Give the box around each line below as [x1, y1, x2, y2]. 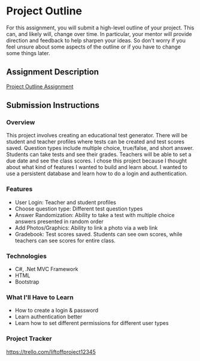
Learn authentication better [14, 313, 83, 320]
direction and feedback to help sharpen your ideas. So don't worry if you [6, 37, 186, 44]
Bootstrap [14, 278, 40, 285]
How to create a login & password [14, 307, 99, 314]
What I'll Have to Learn [6, 293, 74, 301]
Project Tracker [6, 335, 52, 343]
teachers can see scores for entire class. [14, 237, 116, 244]
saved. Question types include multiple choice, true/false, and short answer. [6, 145, 194, 152]
